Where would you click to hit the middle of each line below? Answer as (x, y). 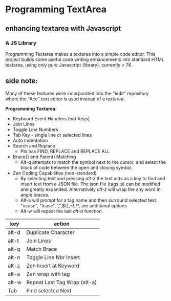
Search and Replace (34, 146)
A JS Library (21, 43)
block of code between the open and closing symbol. (77, 167)
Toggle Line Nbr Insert (53, 257)
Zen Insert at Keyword (53, 266)
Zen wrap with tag (48, 274)
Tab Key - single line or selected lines (52, 135)
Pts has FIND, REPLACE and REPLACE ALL (65, 151)
